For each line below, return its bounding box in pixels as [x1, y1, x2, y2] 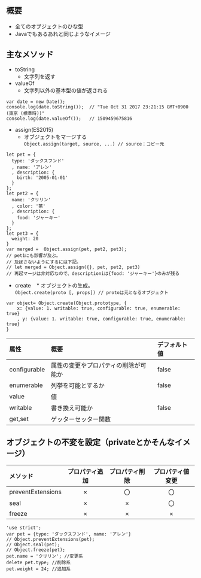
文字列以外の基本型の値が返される [23, 86, 108, 94]
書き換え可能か [50, 404, 93, 412]
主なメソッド [6, 50, 54, 60]
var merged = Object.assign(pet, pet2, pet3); [6, 246, 127, 252]
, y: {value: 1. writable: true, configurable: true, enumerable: [17, 316, 186, 322]
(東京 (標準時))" [6, 110, 45, 116]
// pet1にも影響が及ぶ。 [6, 252, 61, 259]
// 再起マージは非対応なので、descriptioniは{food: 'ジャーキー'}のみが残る [6, 270, 180, 277]
